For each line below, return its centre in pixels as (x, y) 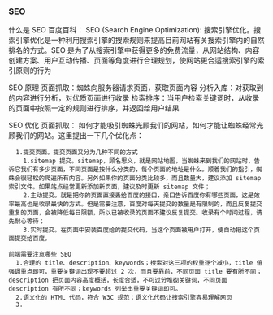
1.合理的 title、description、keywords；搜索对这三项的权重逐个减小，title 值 (139, 263)
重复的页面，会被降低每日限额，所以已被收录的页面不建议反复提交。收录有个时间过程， (132, 213)
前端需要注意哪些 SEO (40, 255)
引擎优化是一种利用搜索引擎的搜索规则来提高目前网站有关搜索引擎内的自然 (140, 40)
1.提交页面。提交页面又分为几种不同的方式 (77, 153)
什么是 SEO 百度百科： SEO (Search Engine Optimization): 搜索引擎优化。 (131, 30)
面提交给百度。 (30, 239)
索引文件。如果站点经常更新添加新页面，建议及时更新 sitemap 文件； (110, 187)
